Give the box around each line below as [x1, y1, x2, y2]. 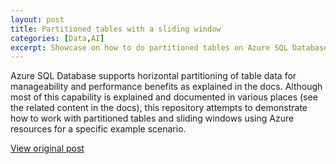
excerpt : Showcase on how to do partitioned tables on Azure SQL [10, 42, 288, 53]
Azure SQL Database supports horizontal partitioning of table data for [10, 70, 297, 82]
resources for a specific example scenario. [10, 123, 187, 135]
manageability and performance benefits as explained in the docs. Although [10, 81, 323, 93]
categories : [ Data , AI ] [10, 33, 105, 43]
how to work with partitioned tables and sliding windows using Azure [10, 112, 295, 125]
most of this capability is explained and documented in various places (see [10, 91, 318, 103]
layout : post [10, 14, 65, 25]
